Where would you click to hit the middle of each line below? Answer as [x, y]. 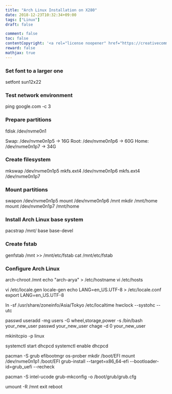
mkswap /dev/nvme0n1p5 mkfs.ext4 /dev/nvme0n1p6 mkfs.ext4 [73, 171]
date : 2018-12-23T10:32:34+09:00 [41, 15]
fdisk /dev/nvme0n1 [26, 131]
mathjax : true [20, 53]
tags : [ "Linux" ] [23, 20]
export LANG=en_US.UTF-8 [35, 295]
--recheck [44, 367]
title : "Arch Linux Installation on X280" [51, 10]
